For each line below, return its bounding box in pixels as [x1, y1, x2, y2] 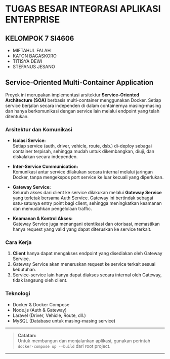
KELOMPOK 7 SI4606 [5, 34, 74, 43]
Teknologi [5, 290, 30, 297]
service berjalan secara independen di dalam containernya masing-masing [5, 102, 161, 109]
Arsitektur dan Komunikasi [5, 126, 72, 133]
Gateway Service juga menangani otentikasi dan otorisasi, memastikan [12, 221, 160, 227]
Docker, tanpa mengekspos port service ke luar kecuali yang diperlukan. [12, 174, 164, 181]
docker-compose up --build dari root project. [17, 343, 111, 349]
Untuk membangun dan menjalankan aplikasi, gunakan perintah [17, 338, 151, 344]
